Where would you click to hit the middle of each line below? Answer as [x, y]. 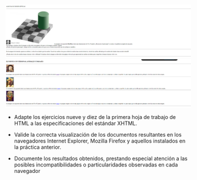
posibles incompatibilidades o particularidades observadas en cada [96, 165]
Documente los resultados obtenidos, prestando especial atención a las [101, 159]
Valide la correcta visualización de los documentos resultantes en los [98, 135]
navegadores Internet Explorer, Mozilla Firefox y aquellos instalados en [100, 141]
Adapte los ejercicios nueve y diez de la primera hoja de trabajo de [95, 117]
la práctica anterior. [37, 147]
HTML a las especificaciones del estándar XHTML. [76, 123]
